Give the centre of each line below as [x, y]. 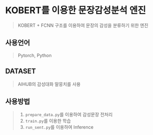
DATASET [21, 71]
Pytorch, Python [35, 55]
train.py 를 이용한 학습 [48, 121]
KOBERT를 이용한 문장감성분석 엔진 [76, 10]
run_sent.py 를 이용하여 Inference [59, 127]
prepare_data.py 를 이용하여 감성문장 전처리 [69, 115]
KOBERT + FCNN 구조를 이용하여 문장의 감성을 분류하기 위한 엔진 [83, 25]
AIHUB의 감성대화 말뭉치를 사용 [49, 84]
